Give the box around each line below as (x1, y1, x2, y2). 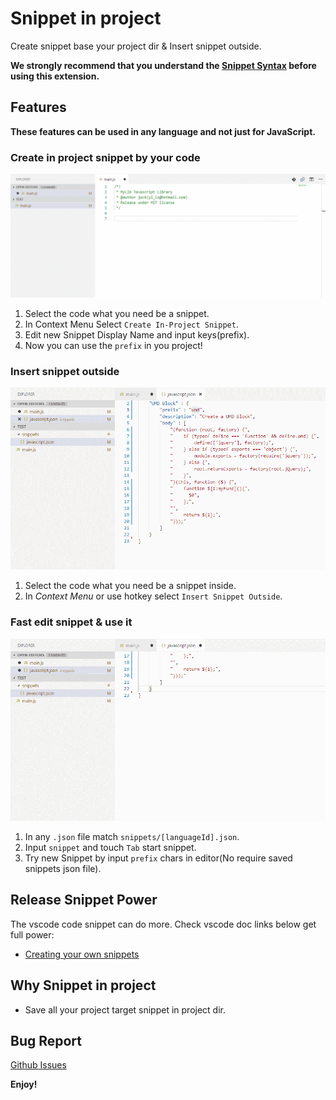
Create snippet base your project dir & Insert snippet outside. (10, 40, 262, 52)
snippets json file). (24, 862, 102, 874)
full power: (10, 928, 55, 941)
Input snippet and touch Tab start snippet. (24, 841, 197, 853)
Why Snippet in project (10, 977, 157, 994)
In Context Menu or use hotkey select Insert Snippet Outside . (24, 590, 283, 602)
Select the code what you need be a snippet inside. (24, 580, 237, 592)
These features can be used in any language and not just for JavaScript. (10, 125, 316, 137)
